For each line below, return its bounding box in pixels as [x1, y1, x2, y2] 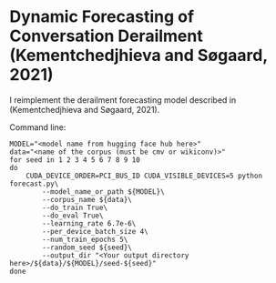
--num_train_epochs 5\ [42, 235, 128, 244]
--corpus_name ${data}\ [42, 195, 132, 204]
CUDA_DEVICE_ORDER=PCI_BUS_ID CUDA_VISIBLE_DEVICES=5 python [26, 171, 262, 180]
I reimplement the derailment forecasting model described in [9, 94, 237, 106]
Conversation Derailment [9, 25, 203, 46]
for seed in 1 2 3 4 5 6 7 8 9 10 [9, 155, 141, 165]
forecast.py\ [9, 179, 59, 188]
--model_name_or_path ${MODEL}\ [42, 187, 166, 197]
